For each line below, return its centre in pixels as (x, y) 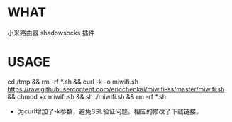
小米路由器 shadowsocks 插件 (51, 33)
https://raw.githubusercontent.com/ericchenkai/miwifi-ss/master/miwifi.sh (116, 89)
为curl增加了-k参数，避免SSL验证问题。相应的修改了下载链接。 (110, 111)
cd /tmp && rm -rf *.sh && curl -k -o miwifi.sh (73, 82)
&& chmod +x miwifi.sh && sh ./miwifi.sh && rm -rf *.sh (87, 96)
